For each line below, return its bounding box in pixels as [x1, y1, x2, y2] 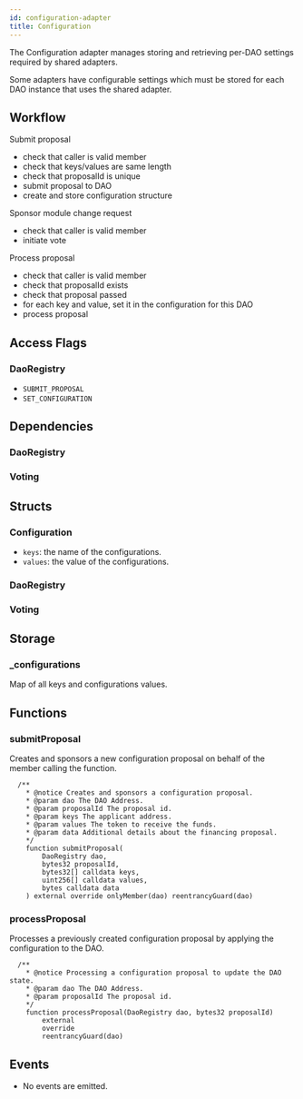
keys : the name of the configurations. [22, 546, 161, 557]
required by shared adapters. [9, 56, 118, 67]
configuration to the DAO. [9, 943, 104, 954]
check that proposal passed [22, 290, 127, 301]
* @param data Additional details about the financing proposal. [25, 828, 279, 837]
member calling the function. [9, 763, 117, 774]
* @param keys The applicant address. [25, 812, 172, 822]
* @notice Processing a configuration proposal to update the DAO [25, 968, 282, 977]
